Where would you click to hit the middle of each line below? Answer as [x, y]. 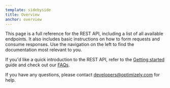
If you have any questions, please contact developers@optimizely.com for [83, 75]
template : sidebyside [28, 10]
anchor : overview [24, 19]
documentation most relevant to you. [44, 50]
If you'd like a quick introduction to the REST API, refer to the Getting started [85, 60]
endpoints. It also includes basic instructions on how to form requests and [82, 39]
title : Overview [22, 15]
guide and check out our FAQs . [38, 65]
